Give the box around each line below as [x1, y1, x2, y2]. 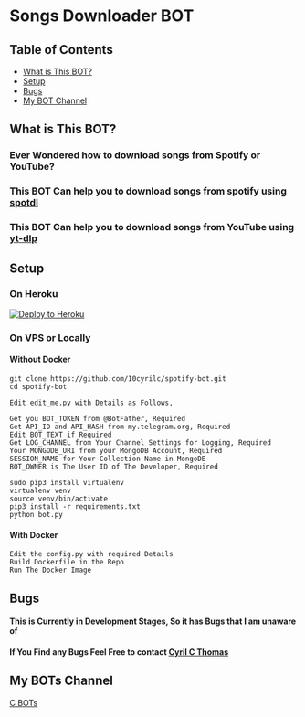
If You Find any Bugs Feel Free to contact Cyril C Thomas [9, 646, 229, 658]
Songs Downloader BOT [9, 5, 195, 26]
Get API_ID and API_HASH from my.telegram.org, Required [9, 422, 231, 431]
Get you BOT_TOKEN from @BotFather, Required [9, 414, 185, 423]
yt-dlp [9, 232, 38, 245]
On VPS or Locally [9, 331, 91, 343]
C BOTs [9, 697, 38, 708]
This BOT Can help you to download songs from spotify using [9, 185, 288, 197]
